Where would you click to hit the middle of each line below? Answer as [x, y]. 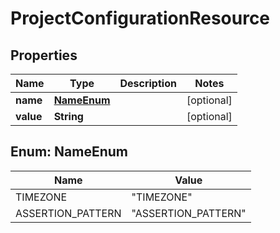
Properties [44, 55]
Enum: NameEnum [69, 152]
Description [148, 83]
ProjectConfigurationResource [140, 18]
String [68, 116]
